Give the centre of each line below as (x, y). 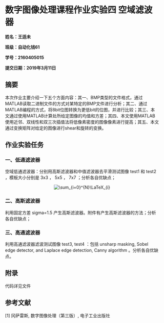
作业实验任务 (24, 145)
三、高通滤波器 (23, 233)
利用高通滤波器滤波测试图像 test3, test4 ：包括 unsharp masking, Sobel (77, 244)
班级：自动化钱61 (22, 47)
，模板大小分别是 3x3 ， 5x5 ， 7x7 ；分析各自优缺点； (61, 178)
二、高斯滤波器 (23, 201)
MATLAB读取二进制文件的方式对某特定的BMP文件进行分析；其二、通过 (76, 104)
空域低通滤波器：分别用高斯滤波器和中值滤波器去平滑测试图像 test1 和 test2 (81, 172)
